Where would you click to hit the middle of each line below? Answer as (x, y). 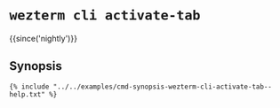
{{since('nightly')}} (44, 38)
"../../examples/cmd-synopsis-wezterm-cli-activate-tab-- (163, 87)
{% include (29, 87)
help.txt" (28, 94)
